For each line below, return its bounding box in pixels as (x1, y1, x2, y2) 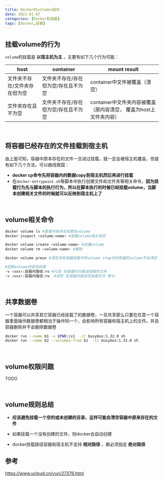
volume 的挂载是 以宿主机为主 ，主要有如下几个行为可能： (5, 54, 119, 60)
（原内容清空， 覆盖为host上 (90, 106, 156, 113)
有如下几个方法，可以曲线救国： (5, 162, 69, 168)
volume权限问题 (5, 362, 54, 371)
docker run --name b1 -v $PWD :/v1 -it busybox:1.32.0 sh (5, 333, 125, 339)
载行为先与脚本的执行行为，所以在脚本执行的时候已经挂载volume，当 (12, 184, 152, 190)
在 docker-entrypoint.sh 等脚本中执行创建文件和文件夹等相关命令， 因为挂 (12, 178, 159, 184)
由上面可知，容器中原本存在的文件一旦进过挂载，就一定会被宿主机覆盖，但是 (5, 155, 159, 161)
